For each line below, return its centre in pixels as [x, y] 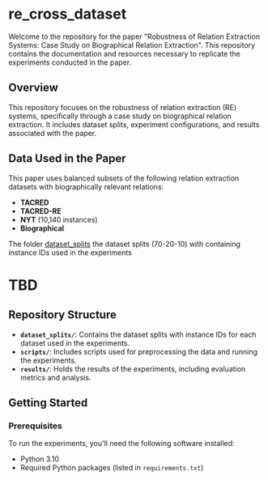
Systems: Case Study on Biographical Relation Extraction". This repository [132, 45]
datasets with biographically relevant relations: [86, 186]
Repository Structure [63, 315]
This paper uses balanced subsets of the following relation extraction [124, 178]
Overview [34, 88]
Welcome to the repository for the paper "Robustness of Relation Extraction [134, 36]
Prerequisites [35, 426]
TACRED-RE [41, 210]
